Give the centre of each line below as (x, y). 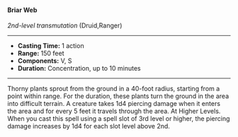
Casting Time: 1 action (51, 46)
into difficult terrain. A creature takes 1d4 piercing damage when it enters (114, 104)
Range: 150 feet (41, 54)
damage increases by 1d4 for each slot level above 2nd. (89, 126)
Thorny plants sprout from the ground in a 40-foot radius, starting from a (114, 89)
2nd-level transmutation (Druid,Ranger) (65, 25)
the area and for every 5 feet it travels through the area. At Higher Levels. (114, 111)
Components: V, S (45, 61)
